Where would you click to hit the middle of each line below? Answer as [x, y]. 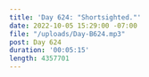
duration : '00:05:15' [50, 50]
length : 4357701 [39, 58]
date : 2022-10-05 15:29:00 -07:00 [74, 26]
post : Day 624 [36, 42]
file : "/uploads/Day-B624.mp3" [67, 34]
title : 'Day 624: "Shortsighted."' [75, 17]
